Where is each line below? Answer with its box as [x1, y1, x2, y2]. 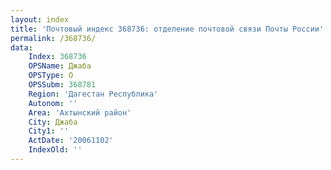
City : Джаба [28, 117, 78, 127]
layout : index [10, 14, 70, 25]
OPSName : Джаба [28, 61, 92, 71]
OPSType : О [28, 71, 74, 81]
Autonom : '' [28, 98, 78, 108]
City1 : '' [28, 126, 70, 136]
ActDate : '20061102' [28, 136, 114, 146]
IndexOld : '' [28, 145, 83, 155]
